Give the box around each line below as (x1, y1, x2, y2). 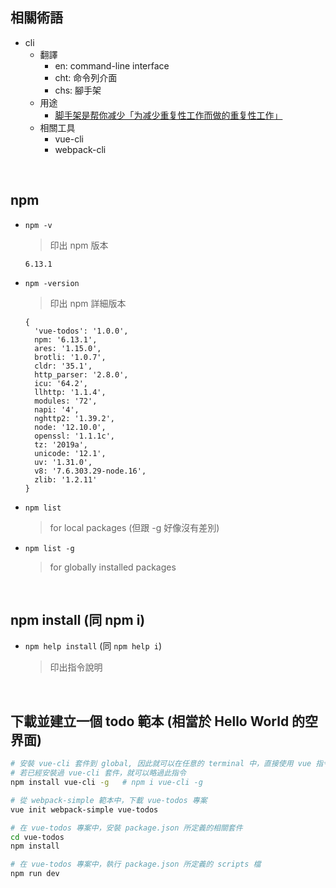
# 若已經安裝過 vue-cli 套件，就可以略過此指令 (10, 768, 187, 778)
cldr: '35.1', (34, 361, 93, 371)
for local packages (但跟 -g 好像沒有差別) (49, 521, 220, 533)
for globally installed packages (49, 561, 177, 573)
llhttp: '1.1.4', (34, 387, 107, 397)
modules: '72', (34, 396, 98, 406)
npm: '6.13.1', (34, 334, 98, 345)
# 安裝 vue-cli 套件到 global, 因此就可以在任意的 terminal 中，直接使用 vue (10, 759, 312, 769)
